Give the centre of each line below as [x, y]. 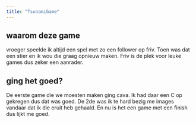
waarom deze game [43, 36]
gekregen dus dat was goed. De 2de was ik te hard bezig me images [90, 102]
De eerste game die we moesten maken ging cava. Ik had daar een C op [94, 95]
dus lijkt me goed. [28, 114]
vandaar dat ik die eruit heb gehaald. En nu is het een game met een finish [97, 108]
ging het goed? [35, 81]
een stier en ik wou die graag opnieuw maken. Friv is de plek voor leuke [94, 56]
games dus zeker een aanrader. [45, 62]
